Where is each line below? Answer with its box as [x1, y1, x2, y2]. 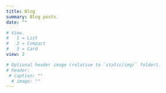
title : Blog [6, 8, 35, 15]
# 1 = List [6, 35, 38, 41]
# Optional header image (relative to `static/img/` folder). [6, 62, 161, 67]
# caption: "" [8, 73, 43, 78]
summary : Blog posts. [6, 14, 59, 20]
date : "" [6, 19, 28, 25]
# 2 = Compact [6, 41, 46, 46]
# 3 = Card [6, 46, 38, 52]
